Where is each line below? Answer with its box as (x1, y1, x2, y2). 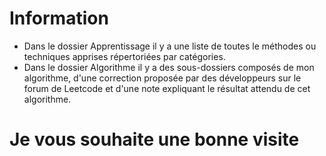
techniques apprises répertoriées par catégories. (23, 50, 226, 62)
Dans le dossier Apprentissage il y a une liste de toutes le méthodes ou (23, 40, 317, 52)
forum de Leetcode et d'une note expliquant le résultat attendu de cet (23, 82, 311, 94)
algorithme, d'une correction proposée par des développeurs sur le (23, 72, 302, 84)
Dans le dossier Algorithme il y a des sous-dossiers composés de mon (23, 61, 315, 73)
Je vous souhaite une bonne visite (9, 128, 300, 151)
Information (9, 7, 109, 30)
